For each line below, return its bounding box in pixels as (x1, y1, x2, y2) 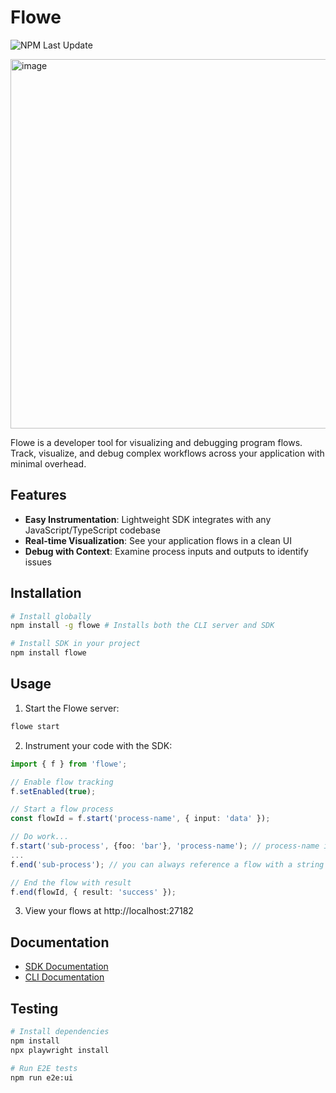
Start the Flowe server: (24, 702, 120, 714)
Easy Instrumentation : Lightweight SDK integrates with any (24, 513, 272, 525)
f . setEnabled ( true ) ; (10, 786, 97, 796)
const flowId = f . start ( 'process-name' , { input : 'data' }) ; (10, 814, 271, 824)
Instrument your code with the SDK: (24, 739, 173, 751)
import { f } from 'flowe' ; (10, 759, 128, 769)
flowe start (10, 721, 60, 731)
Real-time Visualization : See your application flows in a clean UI (24, 534, 292, 546)
